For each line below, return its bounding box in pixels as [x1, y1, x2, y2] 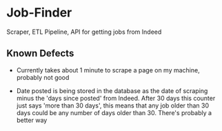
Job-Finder [6, 5, 72, 21]
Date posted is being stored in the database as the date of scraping [16, 86, 208, 94]
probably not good [16, 73, 70, 81]
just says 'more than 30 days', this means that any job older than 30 [16, 101, 210, 110]
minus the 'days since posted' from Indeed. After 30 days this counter [16, 94, 216, 102]
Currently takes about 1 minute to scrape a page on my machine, [16, 65, 201, 74]
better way [16, 116, 48, 124]
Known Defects [6, 48, 74, 59]
